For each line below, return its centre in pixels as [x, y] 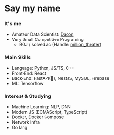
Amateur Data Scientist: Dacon [43, 34]
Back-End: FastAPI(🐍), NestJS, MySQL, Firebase [60, 78]
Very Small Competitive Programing [47, 39]
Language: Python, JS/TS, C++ [43, 68]
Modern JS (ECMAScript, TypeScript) [49, 112]
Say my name [33, 9]
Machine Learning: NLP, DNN [41, 107]
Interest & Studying [28, 96]
